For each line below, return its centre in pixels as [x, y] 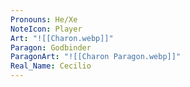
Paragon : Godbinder [51, 47]
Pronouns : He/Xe [44, 19]
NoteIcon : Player [46, 29]
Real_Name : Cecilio [51, 66]
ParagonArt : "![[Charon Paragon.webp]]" [96, 57]
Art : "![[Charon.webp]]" [62, 38]
